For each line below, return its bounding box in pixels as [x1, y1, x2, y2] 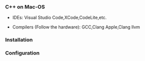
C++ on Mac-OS [5, 3, 45, 10]
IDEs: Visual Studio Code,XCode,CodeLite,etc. [12, 15, 107, 21]
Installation [5, 36, 33, 43]
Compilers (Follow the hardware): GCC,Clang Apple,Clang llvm [12, 24, 141, 30]
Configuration [5, 50, 40, 57]
